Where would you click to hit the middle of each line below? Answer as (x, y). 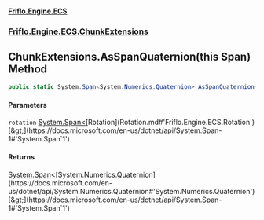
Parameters (27, 104)
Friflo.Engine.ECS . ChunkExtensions (79, 31)
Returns (22, 157)
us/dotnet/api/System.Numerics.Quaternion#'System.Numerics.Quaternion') (132, 191)
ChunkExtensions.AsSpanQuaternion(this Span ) (130, 56)
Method (28, 69)
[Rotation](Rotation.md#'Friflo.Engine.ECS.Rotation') (170, 123)
